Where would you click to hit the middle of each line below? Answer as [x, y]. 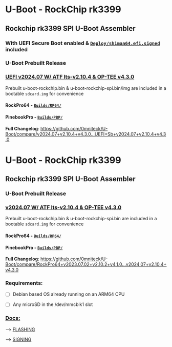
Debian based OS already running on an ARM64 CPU [69, 294]
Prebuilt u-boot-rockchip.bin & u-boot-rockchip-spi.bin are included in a [81, 219]
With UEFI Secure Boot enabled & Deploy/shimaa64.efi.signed [83, 43]
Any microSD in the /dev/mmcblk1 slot [53, 304]
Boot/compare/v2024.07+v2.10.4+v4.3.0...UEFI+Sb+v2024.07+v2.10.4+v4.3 [86, 134]
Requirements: [24, 283]
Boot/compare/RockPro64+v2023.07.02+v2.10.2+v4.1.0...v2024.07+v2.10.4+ [86, 264]
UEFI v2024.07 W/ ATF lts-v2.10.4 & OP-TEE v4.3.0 [70, 77]
